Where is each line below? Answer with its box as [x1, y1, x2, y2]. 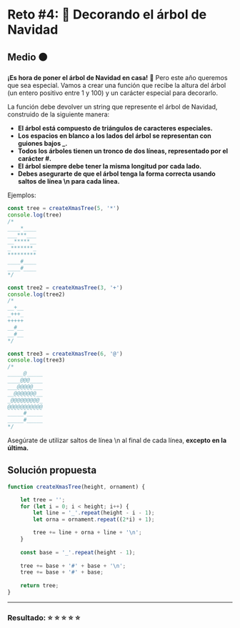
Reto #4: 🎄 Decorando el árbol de [7, 6, 207, 23]
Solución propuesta [7, 464, 97, 477]
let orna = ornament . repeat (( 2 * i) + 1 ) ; [33, 516, 155, 524]
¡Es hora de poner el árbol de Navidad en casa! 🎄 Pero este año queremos [7, 74, 228, 81]
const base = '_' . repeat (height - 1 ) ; [20, 549, 136, 556]
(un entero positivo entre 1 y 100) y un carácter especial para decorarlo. [7, 89, 218, 97]
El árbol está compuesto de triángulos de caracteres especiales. [17, 124, 213, 132]
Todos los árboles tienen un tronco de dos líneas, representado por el [17, 146, 229, 155]
